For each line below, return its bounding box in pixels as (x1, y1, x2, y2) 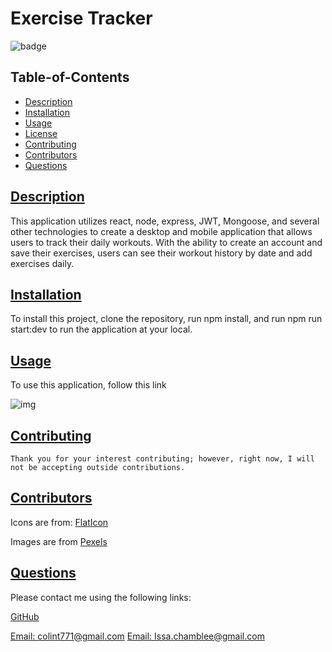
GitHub (10, 610, 40, 622)
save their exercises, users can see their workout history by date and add (10, 247, 313, 259)
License (24, 127, 58, 139)
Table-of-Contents (10, 69, 130, 86)
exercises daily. (10, 257, 75, 269)
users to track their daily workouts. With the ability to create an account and (10, 236, 323, 248)
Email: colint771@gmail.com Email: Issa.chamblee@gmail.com (10, 630, 265, 642)
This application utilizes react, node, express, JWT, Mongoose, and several (10, 215, 320, 227)
